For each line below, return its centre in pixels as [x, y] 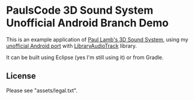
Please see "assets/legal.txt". [42, 90]
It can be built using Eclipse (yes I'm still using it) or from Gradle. [85, 57]
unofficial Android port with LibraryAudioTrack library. [72, 46]
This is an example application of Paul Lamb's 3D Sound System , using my [97, 39]
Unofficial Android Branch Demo [88, 23]
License [21, 76]
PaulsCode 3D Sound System [80, 10]
